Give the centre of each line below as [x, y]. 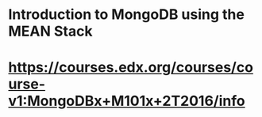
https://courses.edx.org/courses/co [131, 68]
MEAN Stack [50, 31]
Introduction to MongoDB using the [126, 15]
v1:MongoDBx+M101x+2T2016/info [127, 101]
